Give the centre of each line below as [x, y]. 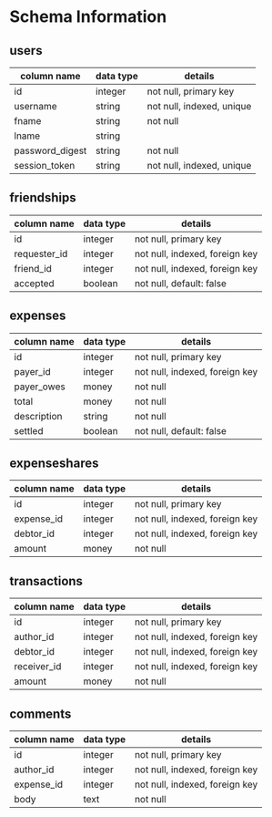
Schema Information [88, 17]
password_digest [50, 150]
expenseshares [54, 464]
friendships [43, 198]
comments [40, 714]
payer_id [33, 371]
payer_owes [40, 387]
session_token [45, 165]
